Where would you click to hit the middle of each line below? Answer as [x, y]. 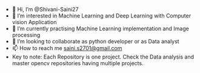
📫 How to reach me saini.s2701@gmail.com [67, 48]
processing [26, 35]
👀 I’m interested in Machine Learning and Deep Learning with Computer [102, 16]
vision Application [34, 22]
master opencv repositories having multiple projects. [78, 63]
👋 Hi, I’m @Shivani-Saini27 [45, 9]
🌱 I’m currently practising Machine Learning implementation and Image [100, 28]
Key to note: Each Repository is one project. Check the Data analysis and [103, 57]
